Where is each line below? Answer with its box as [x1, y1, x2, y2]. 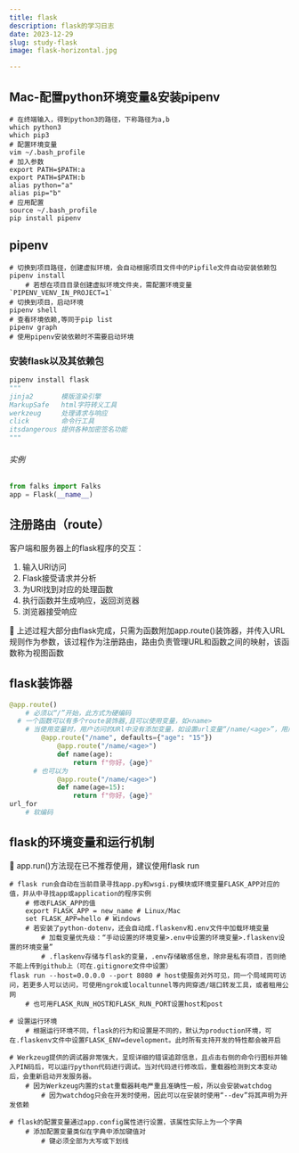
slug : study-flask [9, 37, 77, 47]
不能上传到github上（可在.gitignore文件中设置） [9, 961, 173, 970]
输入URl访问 [21, 561, 67, 572]
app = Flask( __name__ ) [9, 490, 93, 499]
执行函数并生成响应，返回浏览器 [21, 595, 140, 605]
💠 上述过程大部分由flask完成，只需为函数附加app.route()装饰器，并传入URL [9, 625, 286, 636]
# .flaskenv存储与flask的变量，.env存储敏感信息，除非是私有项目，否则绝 [41, 951, 287, 961]
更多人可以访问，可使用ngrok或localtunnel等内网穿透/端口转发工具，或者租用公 [28, 980, 289, 990]
